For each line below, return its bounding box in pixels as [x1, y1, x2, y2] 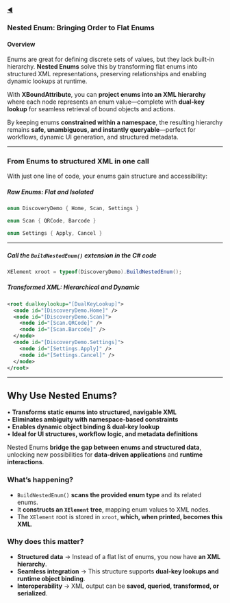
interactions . [7, 458, 44, 466]
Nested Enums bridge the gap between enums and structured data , [7, 443, 202, 452]
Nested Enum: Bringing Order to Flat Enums [7, 23, 155, 32]
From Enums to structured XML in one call [7, 157, 149, 166]
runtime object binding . [16, 574, 86, 582]
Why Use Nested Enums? [7, 389, 118, 401]
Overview [7, 40, 36, 48]
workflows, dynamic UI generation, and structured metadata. [7, 133, 179, 141]
